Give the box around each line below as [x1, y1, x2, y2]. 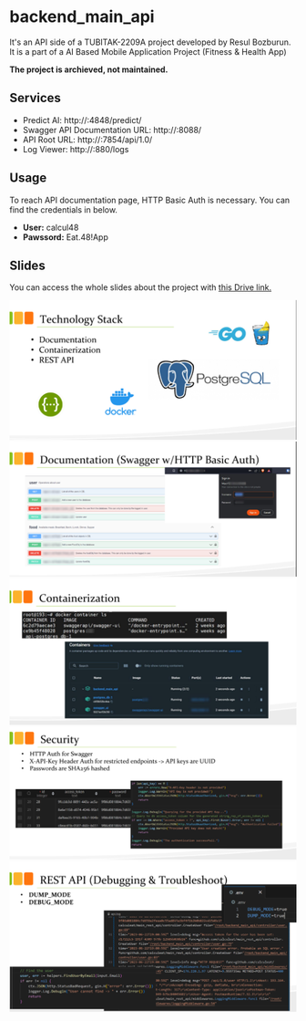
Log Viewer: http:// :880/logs [22, 143, 129, 154]
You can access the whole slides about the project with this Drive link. [9, 282, 272, 293]
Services [9, 90, 62, 106]
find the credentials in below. [9, 203, 118, 215]
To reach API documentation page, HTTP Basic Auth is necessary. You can [9, 194, 291, 205]
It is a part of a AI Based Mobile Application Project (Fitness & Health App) [9, 46, 287, 57]
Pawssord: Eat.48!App [22, 231, 109, 243]
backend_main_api [9, 6, 155, 27]
